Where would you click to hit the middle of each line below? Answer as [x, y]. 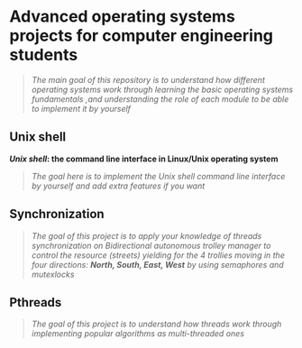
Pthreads [36, 302]
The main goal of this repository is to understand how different [148, 79]
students [44, 55]
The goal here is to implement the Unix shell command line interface [158, 176]
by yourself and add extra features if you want [118, 186]
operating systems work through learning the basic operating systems [162, 89]
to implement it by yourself [81, 108]
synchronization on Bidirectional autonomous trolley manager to [151, 245]
